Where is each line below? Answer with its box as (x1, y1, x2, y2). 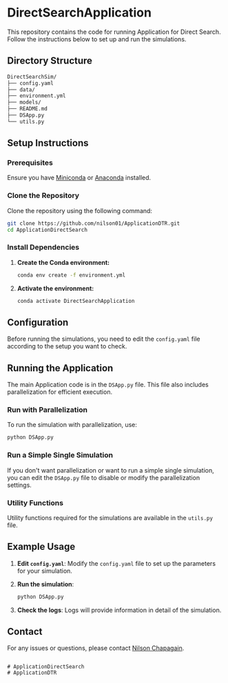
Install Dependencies (7, 243, 80, 253)
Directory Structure (7, 55, 93, 67)
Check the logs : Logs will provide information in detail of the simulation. (17, 606, 222, 614)
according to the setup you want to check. (7, 342, 127, 350)
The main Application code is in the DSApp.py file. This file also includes (7, 381, 209, 389)
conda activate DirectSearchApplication (17, 297, 135, 304)
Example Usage (7, 541, 76, 553)
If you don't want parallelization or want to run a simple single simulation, (7, 466, 215, 474)
